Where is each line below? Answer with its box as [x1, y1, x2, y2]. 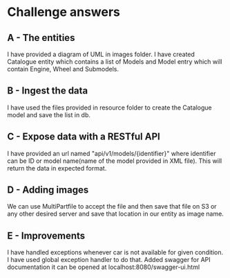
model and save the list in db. [7, 110, 91, 119]
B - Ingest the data [7, 85, 88, 97]
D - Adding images [7, 184, 89, 196]
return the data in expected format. [7, 164, 107, 172]
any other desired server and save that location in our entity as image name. [7, 209, 224, 218]
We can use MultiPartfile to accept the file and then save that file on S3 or [7, 202, 217, 211]
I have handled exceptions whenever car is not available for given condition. [7, 248, 224, 257]
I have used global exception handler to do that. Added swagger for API [7, 256, 211, 264]
